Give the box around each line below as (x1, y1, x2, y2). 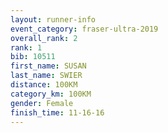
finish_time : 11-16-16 (10, 107, 105, 118)
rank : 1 (10, 42, 43, 53)
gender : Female (10, 98, 74, 108)
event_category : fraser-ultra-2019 (10, 24, 159, 34)
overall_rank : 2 (10, 33, 78, 43)
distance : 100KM (10, 80, 78, 90)
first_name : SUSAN (10, 61, 87, 71)
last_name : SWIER (10, 71, 83, 81)
